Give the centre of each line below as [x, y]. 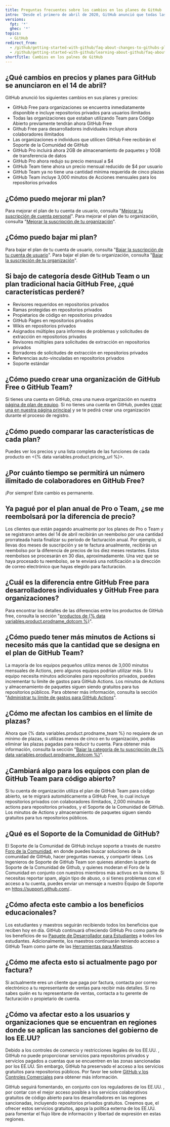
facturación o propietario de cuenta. [43, 998]
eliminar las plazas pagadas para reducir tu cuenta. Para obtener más [78, 744]
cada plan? [23, 439]
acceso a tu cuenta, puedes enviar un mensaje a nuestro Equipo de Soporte [84, 883]
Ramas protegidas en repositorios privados [57, 310]
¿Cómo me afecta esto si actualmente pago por [81, 962]
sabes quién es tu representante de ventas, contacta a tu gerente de [77, 993]
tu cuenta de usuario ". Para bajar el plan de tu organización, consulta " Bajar [84, 255]
